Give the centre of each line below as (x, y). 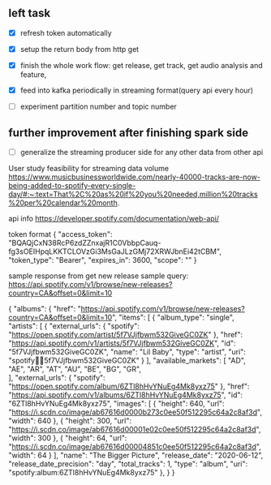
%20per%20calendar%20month (63, 203)
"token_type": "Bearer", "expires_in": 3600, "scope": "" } (103, 260)
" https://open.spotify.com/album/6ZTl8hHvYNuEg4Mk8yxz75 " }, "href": (129, 386)
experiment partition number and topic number (98, 107)
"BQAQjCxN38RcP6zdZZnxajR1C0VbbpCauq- (85, 243)
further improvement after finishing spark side (129, 133)
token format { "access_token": (60, 234)
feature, (33, 75)
